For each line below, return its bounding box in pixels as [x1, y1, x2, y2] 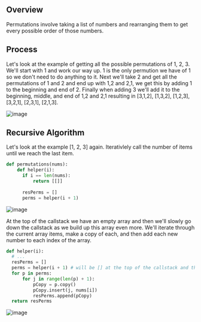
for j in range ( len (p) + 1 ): [22, 276, 95, 282]
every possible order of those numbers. [6, 27, 104, 34]
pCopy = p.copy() [32, 281, 77, 287]
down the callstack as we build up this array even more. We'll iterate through [6, 224, 195, 231]
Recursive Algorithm [6, 128, 85, 138]
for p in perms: [11, 270, 52, 276]
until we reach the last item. [6, 150, 74, 157]
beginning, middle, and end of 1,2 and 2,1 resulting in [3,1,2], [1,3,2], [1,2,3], [6, 92, 190, 100]
